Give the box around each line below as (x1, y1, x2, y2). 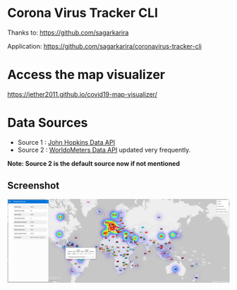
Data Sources (7, 115, 88, 131)
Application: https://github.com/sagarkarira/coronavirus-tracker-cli (7, 42, 202, 50)
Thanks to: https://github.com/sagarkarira (7, 28, 129, 37)
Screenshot (7, 180, 60, 192)
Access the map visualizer (7, 67, 166, 83)
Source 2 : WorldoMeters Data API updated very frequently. (17, 145, 191, 154)
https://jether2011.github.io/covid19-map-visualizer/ (7, 90, 157, 98)
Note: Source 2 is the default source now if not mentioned (7, 159, 181, 167)
